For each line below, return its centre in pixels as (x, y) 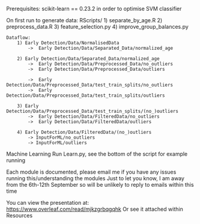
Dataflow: (19, 38)
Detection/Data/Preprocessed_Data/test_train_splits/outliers (86, 95)
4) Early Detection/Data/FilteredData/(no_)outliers (84, 132)
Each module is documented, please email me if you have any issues (91, 172)
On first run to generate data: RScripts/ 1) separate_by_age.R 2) (84, 20)
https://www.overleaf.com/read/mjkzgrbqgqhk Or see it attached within (95, 209)
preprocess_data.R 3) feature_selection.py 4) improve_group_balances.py (98, 27)
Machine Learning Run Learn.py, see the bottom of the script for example (97, 154)
